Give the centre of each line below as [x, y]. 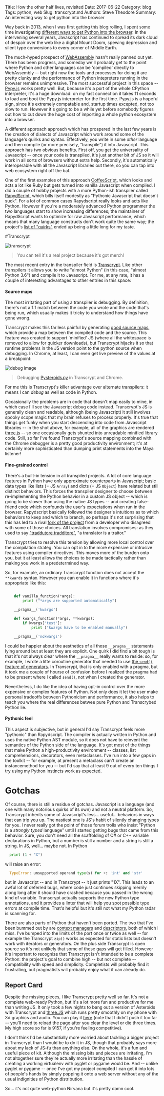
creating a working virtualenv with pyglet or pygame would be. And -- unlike [82, 1064]
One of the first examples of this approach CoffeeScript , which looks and [79, 180]
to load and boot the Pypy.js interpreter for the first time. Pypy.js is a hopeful [82, 99]
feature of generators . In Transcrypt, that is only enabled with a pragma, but [81, 667]
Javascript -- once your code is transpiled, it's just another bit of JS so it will [82, 155]
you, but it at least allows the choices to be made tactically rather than [76, 558]
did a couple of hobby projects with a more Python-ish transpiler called [77, 190]
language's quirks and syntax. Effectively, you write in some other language [81, 139]
